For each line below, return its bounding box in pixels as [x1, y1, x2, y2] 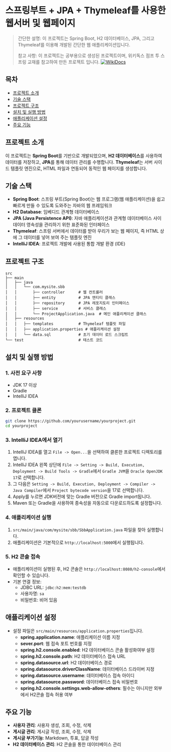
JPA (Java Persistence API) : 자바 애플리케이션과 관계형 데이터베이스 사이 [12, 215, 162, 221]
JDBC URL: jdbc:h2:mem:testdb [20, 584, 87, 590]
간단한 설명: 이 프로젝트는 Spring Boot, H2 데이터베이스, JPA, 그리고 [17, 35, 155, 41]
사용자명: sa [20, 590, 44, 596]
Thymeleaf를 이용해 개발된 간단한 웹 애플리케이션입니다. [17, 41, 131, 47]
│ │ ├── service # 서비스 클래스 [5, 306, 107, 311]
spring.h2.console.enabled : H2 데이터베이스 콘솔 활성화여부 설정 [20, 646, 155, 653]
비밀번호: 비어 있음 [20, 596, 58, 603]
